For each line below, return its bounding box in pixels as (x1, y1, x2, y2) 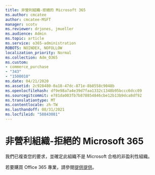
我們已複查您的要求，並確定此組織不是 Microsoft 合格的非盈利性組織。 (5, 153, 152, 159)
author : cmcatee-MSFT (5, 17, 51, 22)
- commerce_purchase (5, 64, 49, 69)
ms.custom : (5, 60, 28, 65)
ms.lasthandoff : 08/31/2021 (5, 107, 65, 112)
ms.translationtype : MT (5, 97, 56, 103)
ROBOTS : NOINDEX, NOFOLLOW (5, 45, 63, 51)
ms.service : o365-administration (5, 41, 76, 46)
